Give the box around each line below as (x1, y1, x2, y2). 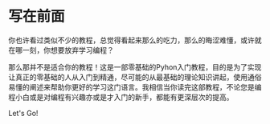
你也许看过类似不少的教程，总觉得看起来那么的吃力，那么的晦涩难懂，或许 (8, 35, 255, 45)
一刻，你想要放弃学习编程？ (22, 45, 114, 54)
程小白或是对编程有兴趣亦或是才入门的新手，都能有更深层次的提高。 (8, 92, 234, 102)
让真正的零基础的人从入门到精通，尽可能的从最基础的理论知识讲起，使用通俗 (8, 72, 262, 82)
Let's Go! (8, 108, 39, 118)
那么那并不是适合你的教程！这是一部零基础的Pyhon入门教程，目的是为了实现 (8, 62, 262, 72)
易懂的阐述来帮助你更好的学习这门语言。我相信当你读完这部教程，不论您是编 (8, 82, 262, 92)
